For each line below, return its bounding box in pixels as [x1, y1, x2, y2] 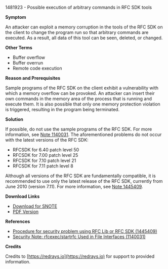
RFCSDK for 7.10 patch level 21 [12, 157, 76, 163]
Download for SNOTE [12, 203, 57, 209]
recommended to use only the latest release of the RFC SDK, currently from [5, 178, 163, 184]
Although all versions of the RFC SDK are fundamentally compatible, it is [5, 173, 156, 179]
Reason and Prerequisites [5, 75, 61, 81]
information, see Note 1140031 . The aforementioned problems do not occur [5, 131, 162, 138]
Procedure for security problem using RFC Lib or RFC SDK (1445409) [12, 228, 157, 234]
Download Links [5, 193, 40, 199]
